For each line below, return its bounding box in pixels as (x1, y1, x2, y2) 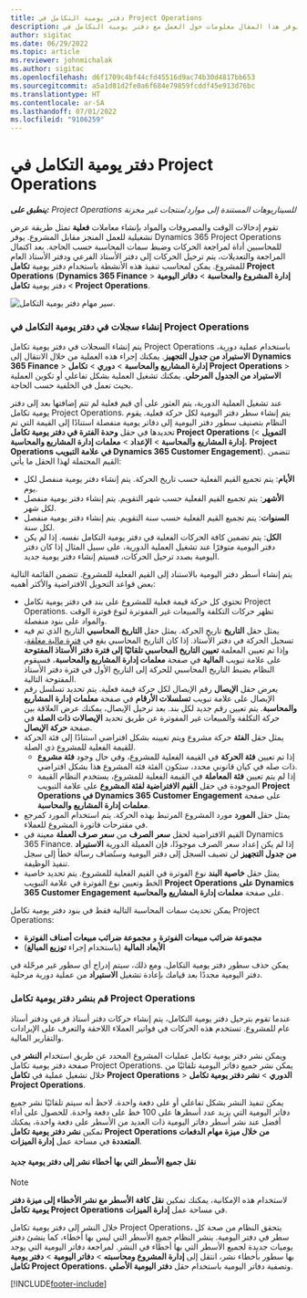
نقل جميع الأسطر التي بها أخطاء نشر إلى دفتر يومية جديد (10, 1157, 197, 1167)
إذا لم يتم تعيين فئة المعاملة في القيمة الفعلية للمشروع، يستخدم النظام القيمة (36, 770, 296, 781)
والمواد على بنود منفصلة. (23, 615, 107, 626)
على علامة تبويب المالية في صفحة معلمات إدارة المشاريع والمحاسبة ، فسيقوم (23, 654, 281, 665)
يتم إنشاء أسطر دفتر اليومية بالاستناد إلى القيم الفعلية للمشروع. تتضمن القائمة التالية (10, 569, 293, 580)
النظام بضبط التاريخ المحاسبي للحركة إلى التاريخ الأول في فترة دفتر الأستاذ (23, 664, 275, 675)
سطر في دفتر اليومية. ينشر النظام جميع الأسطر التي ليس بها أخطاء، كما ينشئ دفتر (10, 1231, 290, 1242)
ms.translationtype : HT (10, 89, 101, 99)
